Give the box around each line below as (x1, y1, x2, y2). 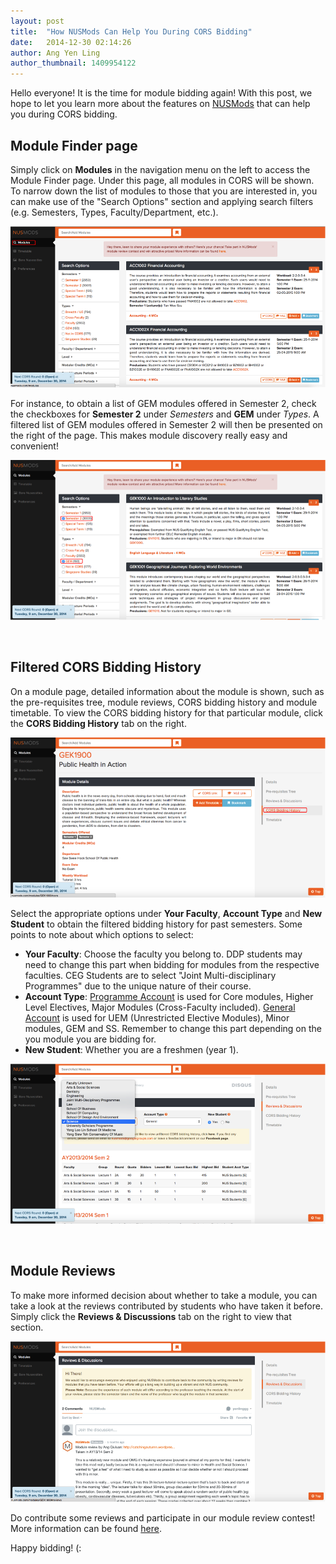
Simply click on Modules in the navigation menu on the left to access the (10, 163, 311, 175)
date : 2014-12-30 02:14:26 (10, 37, 132, 47)
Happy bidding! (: (10, 1542, 82, 1554)
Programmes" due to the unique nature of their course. (24, 980, 252, 992)
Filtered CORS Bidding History (10, 659, 202, 676)
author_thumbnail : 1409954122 (10, 58, 137, 69)
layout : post (10, 16, 65, 26)
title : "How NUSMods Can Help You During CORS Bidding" (10, 26, 253, 37)
